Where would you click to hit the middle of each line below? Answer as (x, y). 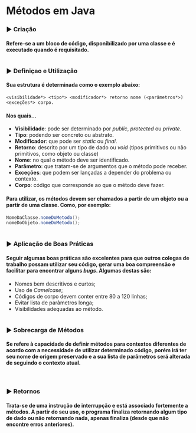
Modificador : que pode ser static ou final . (66, 141)
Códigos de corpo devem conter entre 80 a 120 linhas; (81, 296)
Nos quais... (21, 116)
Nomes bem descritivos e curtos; (55, 284)
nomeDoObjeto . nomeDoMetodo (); (43, 223)
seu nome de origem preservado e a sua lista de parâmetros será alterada (98, 357)
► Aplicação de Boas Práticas (50, 244)
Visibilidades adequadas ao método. (59, 309)
